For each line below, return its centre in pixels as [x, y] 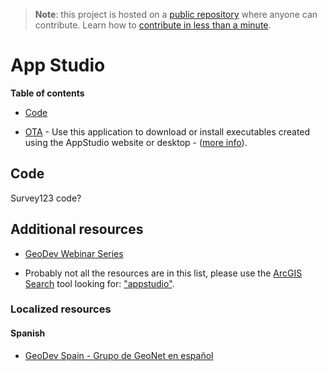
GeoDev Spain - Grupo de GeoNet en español [119, 355]
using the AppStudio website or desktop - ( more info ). [136, 142]
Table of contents [47, 93]
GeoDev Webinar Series [74, 253]
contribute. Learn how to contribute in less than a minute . [153, 25]
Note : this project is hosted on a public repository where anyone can [176, 14]
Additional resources [77, 229]
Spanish [28, 333]
